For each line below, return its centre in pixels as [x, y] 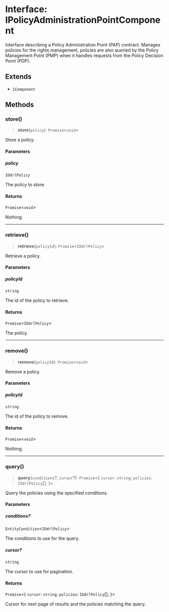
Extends [18, 77]
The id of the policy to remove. [37, 416]
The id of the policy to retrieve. [37, 300]
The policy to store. [25, 185]
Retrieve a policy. [23, 256]
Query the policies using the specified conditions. [57, 493]
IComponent [24, 89]
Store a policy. [20, 140]
